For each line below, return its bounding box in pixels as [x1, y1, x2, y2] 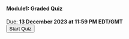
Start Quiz [9, 26, 32, 32]
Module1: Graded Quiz [6, 5, 63, 12]
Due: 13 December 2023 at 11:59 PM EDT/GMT [6, 18, 123, 25]
